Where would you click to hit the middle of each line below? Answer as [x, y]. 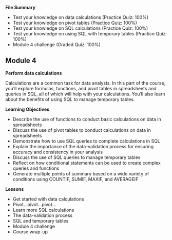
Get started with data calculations [48, 199]
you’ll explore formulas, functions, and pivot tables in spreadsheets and [81, 88]
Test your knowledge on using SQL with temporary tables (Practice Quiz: [90, 34]
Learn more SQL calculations [43, 210]
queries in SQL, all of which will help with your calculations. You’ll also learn [85, 94]
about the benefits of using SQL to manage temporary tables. [70, 99]
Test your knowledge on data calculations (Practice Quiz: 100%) [81, 17]
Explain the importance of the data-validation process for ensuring [83, 146]
